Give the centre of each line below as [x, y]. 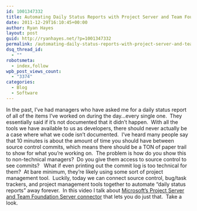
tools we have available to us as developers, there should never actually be [97, 128]
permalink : [19, 44]
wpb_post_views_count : [34, 71]
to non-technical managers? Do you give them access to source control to [96, 159]
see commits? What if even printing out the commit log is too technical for [97, 165]
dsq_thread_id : [25, 50]
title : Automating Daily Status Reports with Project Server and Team [94, 17]
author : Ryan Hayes [30, 28]
